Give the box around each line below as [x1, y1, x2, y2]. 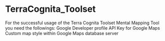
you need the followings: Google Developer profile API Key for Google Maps [5, 25, 160, 31]
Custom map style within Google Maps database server [5, 30, 119, 36]
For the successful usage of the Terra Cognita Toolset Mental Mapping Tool [5, 20, 160, 26]
